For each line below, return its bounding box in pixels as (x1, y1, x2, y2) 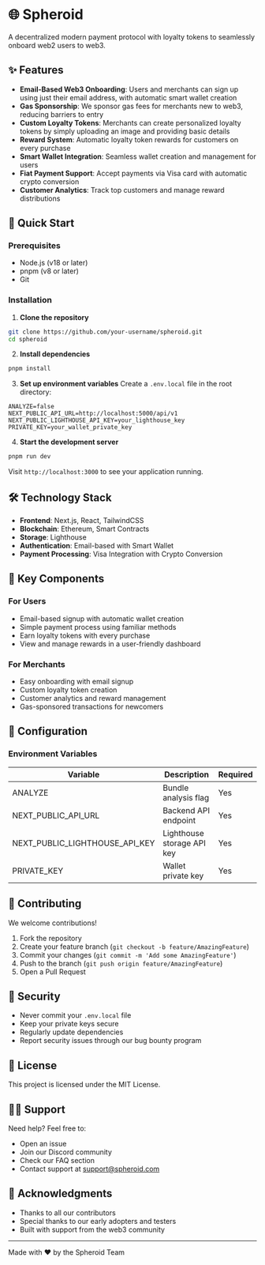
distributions (19, 194, 61, 203)
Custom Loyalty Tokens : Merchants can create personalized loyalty (19, 118, 242, 127)
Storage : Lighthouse (19, 533, 87, 542)
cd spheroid (8, 335, 47, 343)
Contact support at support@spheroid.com (19, 1164, 160, 1173)
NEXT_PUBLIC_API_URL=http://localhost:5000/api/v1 (8, 409, 178, 418)
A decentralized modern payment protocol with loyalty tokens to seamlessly (8, 32, 255, 41)
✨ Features (8, 63, 64, 77)
